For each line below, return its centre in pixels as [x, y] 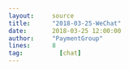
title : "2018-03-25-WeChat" [65, 23]
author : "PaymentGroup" [56, 38]
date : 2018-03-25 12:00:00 [65, 31]
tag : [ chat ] [45, 53]
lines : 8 [32, 46]
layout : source [41, 16]
